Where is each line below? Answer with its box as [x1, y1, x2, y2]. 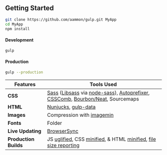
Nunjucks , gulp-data [47, 103, 96, 110]
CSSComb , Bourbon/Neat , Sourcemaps [47, 95, 139, 102]
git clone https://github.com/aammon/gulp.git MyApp [5, 17, 117, 22]
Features [14, 81, 36, 88]
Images [7, 111, 26, 118]
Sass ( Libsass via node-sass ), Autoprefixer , [47, 89, 150, 96]
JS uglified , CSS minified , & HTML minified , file [47, 136, 156, 143]
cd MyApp [5, 22, 23, 27]
